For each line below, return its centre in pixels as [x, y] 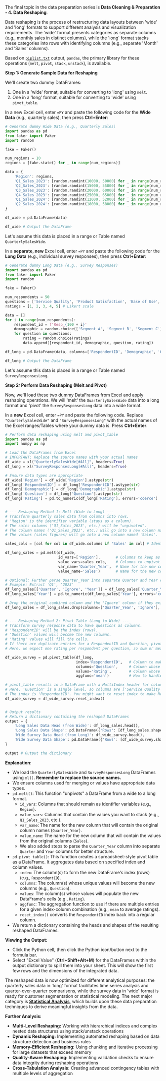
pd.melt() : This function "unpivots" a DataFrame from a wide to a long [84, 793]
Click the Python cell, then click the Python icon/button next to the [80, 950]
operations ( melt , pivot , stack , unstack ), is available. [58, 63]
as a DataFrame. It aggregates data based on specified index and [79, 862]
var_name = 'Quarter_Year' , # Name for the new [107, 567]
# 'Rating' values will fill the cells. [47, 639]
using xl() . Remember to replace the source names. [67, 778]
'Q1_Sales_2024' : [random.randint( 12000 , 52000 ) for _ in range [82, 200]
